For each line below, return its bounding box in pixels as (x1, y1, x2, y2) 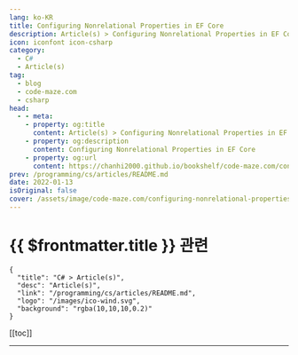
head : (9, 104, 29, 113)
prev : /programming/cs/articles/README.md (9, 170, 169, 178)
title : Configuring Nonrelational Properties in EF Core (9, 21, 224, 30)
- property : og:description (25, 137, 129, 146)
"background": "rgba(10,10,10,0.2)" (17, 304, 153, 313)
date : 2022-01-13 (9, 178, 74, 187)
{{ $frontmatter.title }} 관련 (9, 236, 208, 256)
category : (9, 46, 46, 55)
